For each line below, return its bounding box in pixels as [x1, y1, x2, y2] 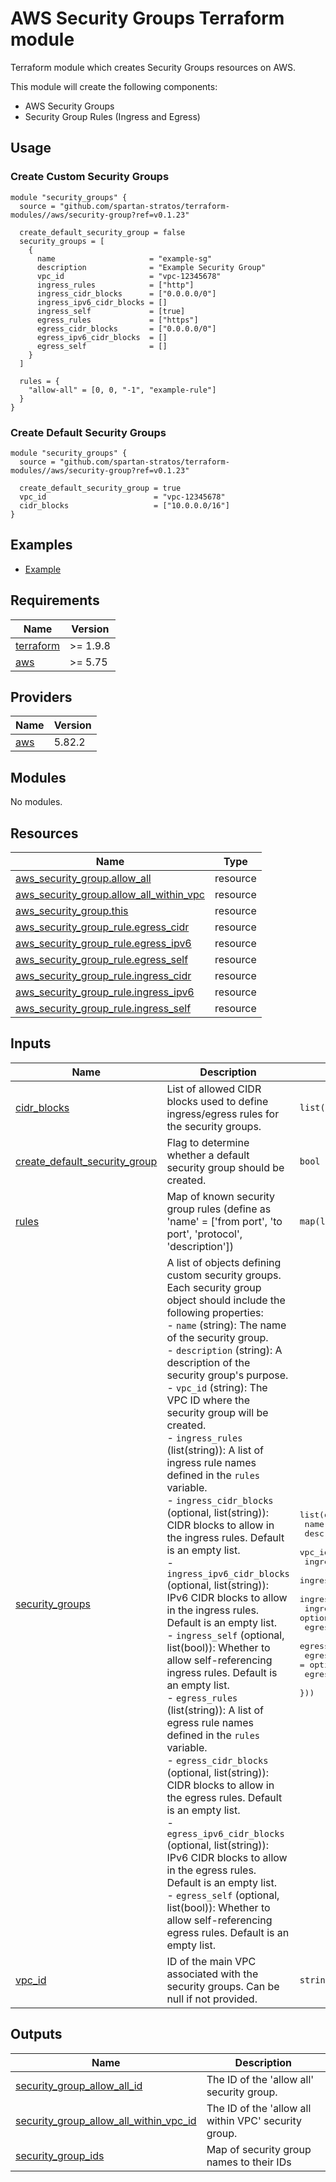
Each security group [166, 1280, 262, 1294]
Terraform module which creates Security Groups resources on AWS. [10, 61, 297, 73]
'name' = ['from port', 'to [166, 1214, 283, 1228]
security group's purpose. [166, 1368, 289, 1382]
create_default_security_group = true [19, 483, 182, 493]
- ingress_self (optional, [166, 1628, 285, 1642]
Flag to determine [166, 1135, 250, 1149]
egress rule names [166, 1715, 254, 1729]
